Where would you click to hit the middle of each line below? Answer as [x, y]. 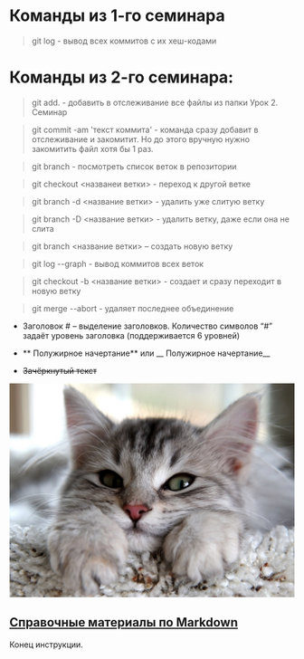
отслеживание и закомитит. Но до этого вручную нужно [141, 139]
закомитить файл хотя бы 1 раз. [92, 148]
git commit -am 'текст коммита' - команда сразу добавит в [145, 129]
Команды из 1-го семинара [118, 16]
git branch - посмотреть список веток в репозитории [134, 166]
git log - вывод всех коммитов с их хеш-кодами [124, 41]
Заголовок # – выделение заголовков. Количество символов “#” [147, 326]
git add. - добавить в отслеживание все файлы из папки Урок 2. [155, 102]
